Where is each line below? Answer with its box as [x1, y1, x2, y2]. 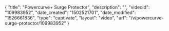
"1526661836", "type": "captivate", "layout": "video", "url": [5, 15, 128, 20]
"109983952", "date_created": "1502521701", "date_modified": [5, 9, 136, 15]
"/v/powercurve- [128, 15, 164, 20]
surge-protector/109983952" [5, 20, 66, 26]
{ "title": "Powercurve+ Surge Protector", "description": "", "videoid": [5, 4, 150, 10]
